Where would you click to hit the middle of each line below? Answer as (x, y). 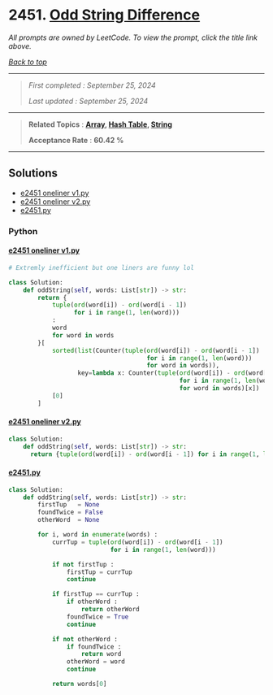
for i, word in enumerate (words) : (98, 535)
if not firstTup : (83, 564)
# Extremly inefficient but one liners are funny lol (102, 267)
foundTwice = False (71, 513)
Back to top (28, 62)
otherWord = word (96, 662)
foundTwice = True (97, 617)
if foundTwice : (94, 647)
